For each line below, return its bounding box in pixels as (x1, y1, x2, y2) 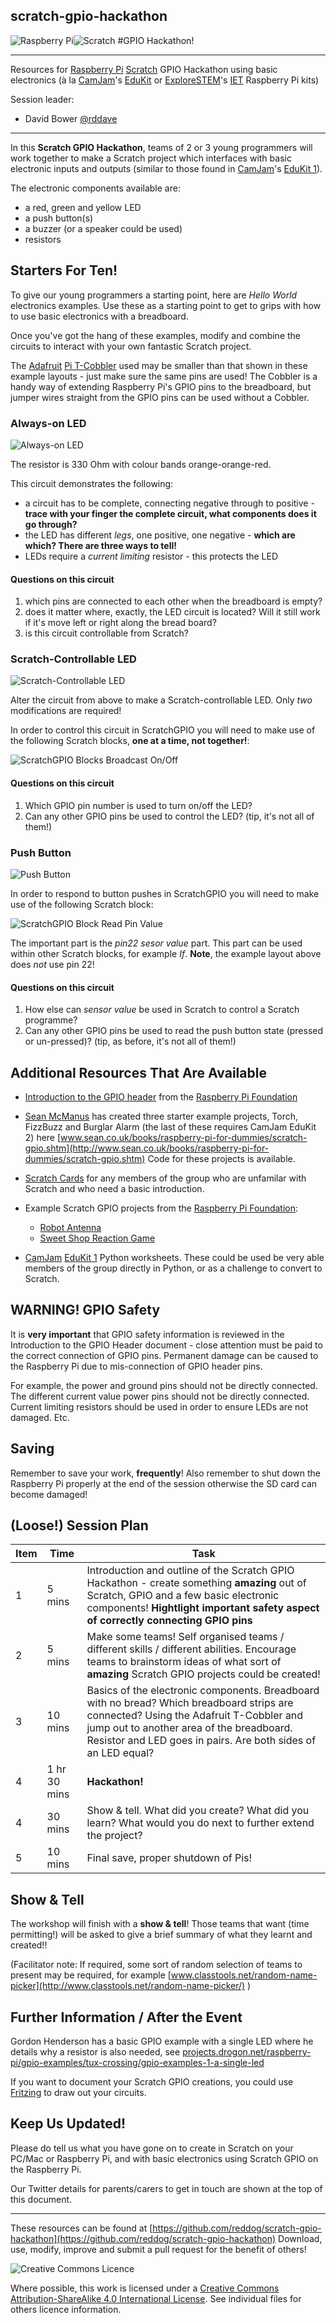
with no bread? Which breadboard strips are (86, 1696, 294, 1710)
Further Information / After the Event (10, 2009, 243, 2026)
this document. (10, 2193, 73, 2205)
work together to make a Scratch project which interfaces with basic (10, 152, 292, 164)
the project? (86, 1829, 143, 1843)
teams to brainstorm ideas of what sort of (86, 1655, 282, 1669)
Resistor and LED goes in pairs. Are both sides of (86, 1734, 317, 1748)
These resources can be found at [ (10, 2222, 153, 2234)
